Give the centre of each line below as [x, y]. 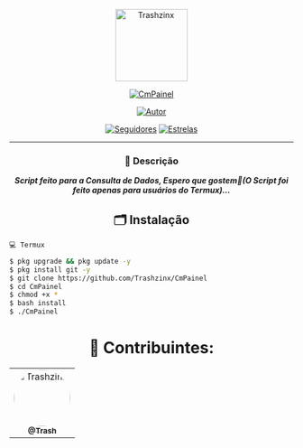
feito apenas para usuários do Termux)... [151, 191]
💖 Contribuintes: [151, 348]
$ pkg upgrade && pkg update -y [70, 261]
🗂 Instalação [151, 220]
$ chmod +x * [34, 295]
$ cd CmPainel [36, 286]
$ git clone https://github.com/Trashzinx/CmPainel [108, 278]
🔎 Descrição [151, 161]
